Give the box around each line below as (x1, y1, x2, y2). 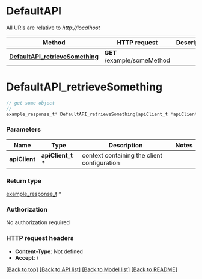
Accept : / (14, 254, 39, 261)
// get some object (6, 100, 55, 106)
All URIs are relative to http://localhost (6, 24, 100, 31)
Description (108, 141, 143, 149)
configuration (82, 158, 120, 167)
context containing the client (82, 151, 162, 159)
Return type (6, 176, 42, 185)
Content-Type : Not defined (14, 248, 83, 255)
